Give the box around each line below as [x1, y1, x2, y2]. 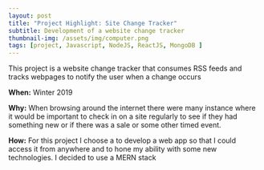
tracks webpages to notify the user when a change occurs [8, 72, 202, 82]
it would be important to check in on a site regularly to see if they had [8, 111, 238, 121]
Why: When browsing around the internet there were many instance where [8, 103, 256, 113]
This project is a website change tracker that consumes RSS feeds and [8, 63, 242, 73]
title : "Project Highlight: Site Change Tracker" [8, 19, 178, 27]
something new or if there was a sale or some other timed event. [8, 120, 222, 130]
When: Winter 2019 [8, 87, 73, 97]
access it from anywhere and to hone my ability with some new [8, 144, 217, 154]
